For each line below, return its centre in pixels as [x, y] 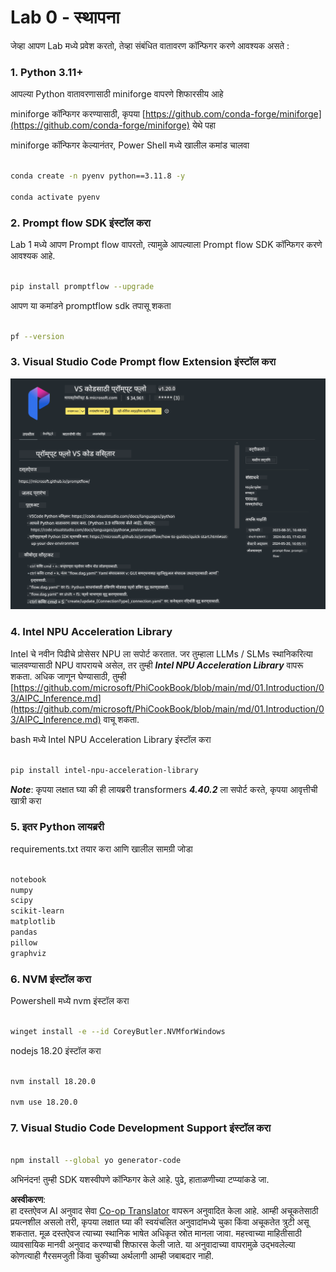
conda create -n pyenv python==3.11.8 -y [98, 176]
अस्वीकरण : [28, 1200]
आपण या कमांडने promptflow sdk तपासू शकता [91, 305]
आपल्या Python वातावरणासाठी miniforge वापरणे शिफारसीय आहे [117, 94]
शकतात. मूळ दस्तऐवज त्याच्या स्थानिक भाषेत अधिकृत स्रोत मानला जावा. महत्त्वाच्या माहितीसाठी [156, 1233]
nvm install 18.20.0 [53, 1081]
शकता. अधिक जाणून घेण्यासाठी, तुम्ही [68, 676]
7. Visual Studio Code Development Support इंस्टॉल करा [141, 1128]
